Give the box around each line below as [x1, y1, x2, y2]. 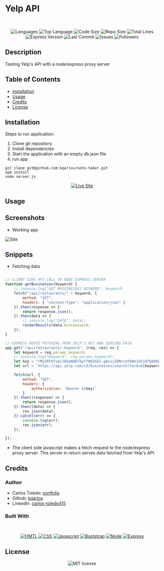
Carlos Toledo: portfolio [12, 490, 60, 496]
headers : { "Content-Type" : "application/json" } [22, 300, 125, 305]
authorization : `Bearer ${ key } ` [31, 386, 97, 391]
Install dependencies [12, 146, 55, 152]
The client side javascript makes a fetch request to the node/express [12, 445, 150, 451]
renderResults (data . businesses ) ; [22, 323, 91, 328]
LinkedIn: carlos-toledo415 [12, 500, 66, 506]
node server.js [5, 174, 36, 179]
